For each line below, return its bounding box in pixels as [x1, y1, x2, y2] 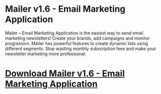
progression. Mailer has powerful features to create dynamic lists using [5, 40, 148, 46]
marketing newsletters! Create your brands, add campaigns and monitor [5, 35, 150, 41]
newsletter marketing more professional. [5, 50, 86, 57]
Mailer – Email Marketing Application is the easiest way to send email [5, 30, 144, 36]
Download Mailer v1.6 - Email [5, 68, 125, 79]
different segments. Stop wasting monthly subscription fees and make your [5, 46, 156, 51]
